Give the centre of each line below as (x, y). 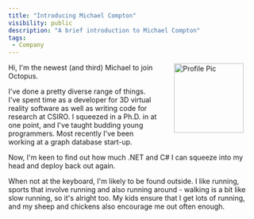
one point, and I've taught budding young (76, 125)
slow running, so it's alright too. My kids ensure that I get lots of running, (127, 198)
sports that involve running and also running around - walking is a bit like (127, 190)
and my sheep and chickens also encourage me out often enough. (116, 206)
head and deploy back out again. (62, 166)
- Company (28, 45)
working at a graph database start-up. (70, 142)
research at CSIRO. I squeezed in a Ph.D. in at (83, 117)
